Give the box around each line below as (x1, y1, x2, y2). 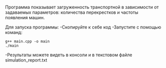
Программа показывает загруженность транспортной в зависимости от (5, 4, 159, 10)
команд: (5, 30, 23, 35)
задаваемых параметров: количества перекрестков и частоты (5, 9, 139, 15)
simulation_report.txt (5, 57, 48, 63)
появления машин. (5, 15, 45, 20)
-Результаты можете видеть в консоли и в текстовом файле (5, 52, 132, 58)
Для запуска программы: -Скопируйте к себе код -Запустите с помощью (5, 24, 162, 30)
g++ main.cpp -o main (5, 39, 50, 44)
